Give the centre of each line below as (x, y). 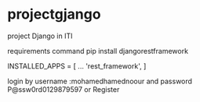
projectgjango (54, 14)
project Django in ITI (40, 36)
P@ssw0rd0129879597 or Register (64, 89)
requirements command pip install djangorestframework (98, 51)
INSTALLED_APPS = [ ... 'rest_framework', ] (77, 66)
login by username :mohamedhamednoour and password (100, 81)
